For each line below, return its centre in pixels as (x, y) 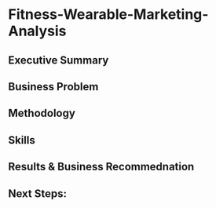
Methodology (42, 113)
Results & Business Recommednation (101, 167)
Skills (22, 140)
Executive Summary (59, 60)
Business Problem (53, 87)
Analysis (37, 31)
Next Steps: (37, 193)
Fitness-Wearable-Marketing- (108, 15)
